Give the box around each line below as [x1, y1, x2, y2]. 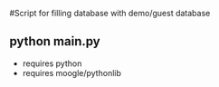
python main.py [9, 34, 101, 49]
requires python [22, 58, 82, 69]
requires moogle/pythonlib [22, 67, 122, 78]
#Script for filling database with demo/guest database [9, 8, 211, 18]
